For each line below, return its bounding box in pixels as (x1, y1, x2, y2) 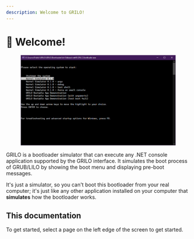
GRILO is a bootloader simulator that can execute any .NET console (6, 151, 168, 158)
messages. (6, 170, 33, 177)
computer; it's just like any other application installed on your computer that (6, 188, 188, 195)
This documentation (6, 210, 82, 220)
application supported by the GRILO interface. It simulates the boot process (6, 158, 188, 165)
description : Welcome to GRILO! (6, 9, 85, 15)
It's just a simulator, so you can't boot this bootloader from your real (6, 181, 169, 188)
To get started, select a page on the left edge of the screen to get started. (6, 226, 183, 233)
